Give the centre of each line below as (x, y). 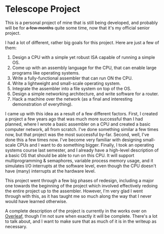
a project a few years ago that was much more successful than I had (74, 119)
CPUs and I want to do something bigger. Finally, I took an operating (85, 145)
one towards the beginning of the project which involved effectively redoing (82, 185)
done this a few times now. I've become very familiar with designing (73, 140)
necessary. (16, 226)
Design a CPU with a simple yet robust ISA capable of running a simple (83, 57)
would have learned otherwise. (36, 201)
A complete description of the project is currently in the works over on (76, 211)
